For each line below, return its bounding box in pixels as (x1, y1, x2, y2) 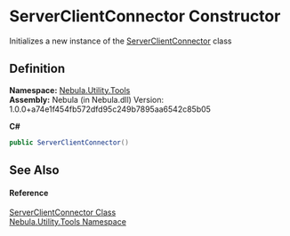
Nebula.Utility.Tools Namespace (9, 216, 127, 227)
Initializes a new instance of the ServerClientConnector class (9, 35, 232, 46)
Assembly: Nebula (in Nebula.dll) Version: (9, 94, 165, 105)
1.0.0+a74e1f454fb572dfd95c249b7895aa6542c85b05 (9, 104, 212, 114)
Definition (9, 61, 65, 76)
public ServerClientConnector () (9, 138, 129, 147)
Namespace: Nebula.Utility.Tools (9, 84, 131, 95)
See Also (9, 162, 60, 178)
